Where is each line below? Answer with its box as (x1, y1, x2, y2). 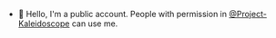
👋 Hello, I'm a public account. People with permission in (17, 9, 228, 19)
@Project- (229, 9, 267, 19)
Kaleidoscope (17, 18, 70, 29)
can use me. (71, 18, 118, 29)
